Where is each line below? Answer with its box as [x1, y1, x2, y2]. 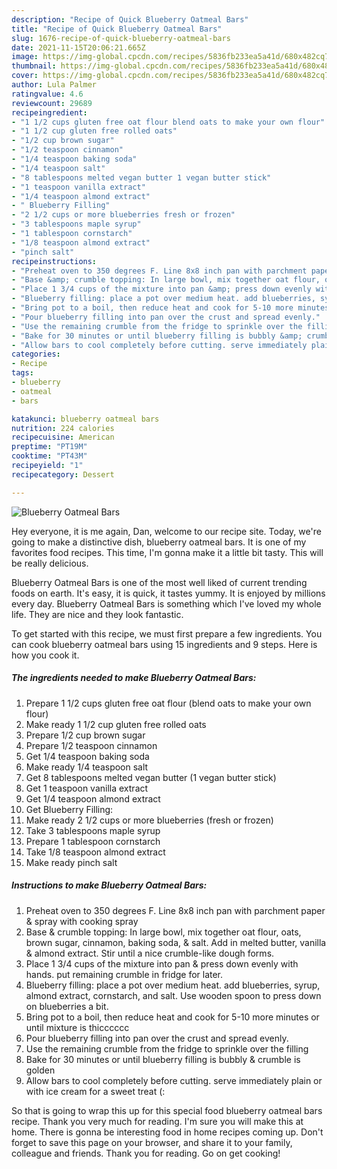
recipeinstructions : [11, 256, 98, 266]
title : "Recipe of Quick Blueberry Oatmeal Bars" [11, 24, 223, 34]
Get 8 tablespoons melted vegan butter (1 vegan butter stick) [25, 771, 277, 783]
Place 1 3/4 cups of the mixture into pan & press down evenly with [25, 957, 299, 970]
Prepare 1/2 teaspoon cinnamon [25, 739, 158, 751]
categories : [11, 349, 61, 360]
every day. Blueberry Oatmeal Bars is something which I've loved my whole [11, 597, 322, 610]
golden [25, 1064, 56, 1076]
